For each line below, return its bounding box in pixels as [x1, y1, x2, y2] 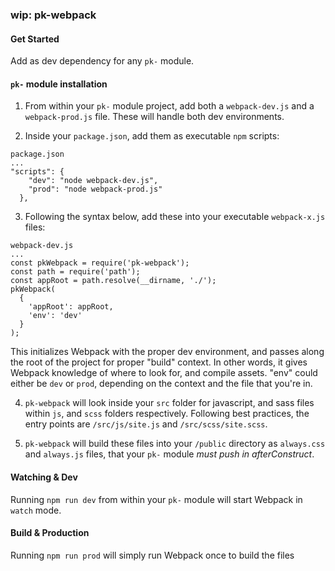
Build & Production [10, 527, 90, 539]
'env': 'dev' [28, 311, 83, 321]
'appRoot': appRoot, [28, 302, 114, 312]
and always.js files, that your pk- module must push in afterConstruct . [24, 448, 315, 460]
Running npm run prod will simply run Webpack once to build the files [10, 549, 295, 561]
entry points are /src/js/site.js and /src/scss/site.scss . [24, 418, 268, 430]
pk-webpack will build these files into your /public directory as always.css [24, 438, 326, 450]
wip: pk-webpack [10, 8, 97, 22]
